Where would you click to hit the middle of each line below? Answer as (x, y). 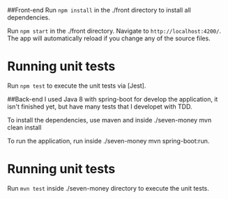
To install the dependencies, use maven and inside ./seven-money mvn (109, 120)
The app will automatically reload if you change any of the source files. (109, 38)
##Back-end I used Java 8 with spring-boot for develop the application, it (113, 99)
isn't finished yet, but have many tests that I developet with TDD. (100, 106)
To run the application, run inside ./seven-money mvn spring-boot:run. (108, 141)
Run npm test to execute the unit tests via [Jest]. (77, 86)
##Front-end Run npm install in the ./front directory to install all (99, 10)
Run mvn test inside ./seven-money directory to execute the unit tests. (108, 188)
